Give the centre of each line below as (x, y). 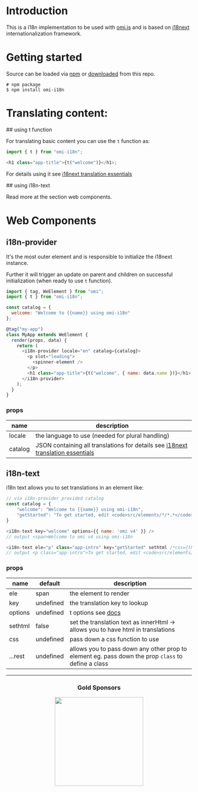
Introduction (37, 11)
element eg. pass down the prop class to (126, 656)
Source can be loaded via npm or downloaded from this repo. (81, 74)
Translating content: (57, 113)
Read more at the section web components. (59, 197)
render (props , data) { (39, 340)
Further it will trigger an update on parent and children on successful (89, 274)
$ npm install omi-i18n (35, 90)
